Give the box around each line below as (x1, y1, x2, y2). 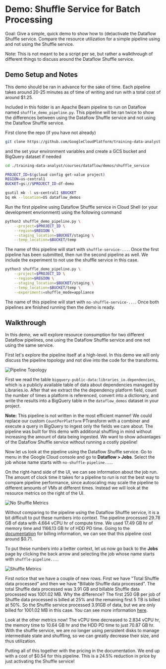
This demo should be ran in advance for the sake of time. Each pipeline (5, 84, 151, 90)
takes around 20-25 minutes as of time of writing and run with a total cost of (5, 89, 161, 95)
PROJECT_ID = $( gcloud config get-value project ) (5, 172, 106, 177)
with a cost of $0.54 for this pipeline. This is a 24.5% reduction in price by (5, 653, 156, 659)
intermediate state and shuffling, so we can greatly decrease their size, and (5, 633, 160, 639)
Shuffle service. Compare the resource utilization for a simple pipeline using (5, 36, 160, 42)
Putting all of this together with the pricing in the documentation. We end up (5, 648, 160, 654)
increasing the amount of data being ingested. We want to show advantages (5, 434, 161, 440)
